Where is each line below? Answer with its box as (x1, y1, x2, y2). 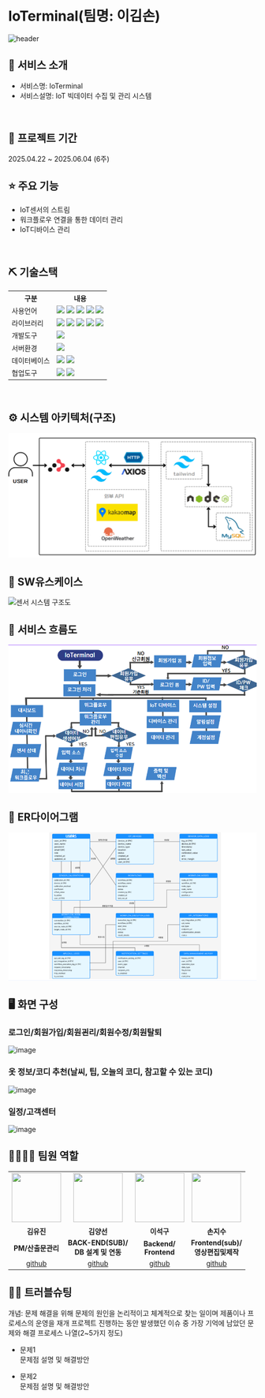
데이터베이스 (11, 356, 50, 365)
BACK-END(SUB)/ (68, 1238, 129, 1247)
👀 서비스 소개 (8, 58, 69, 72)
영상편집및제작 (194, 1247, 239, 1257)
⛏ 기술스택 (8, 265, 58, 278)
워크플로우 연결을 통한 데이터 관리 (19, 215, 124, 225)
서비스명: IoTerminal (19, 80, 84, 91)
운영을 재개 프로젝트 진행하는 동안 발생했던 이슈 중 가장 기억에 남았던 (35, 1318, 246, 1328)
